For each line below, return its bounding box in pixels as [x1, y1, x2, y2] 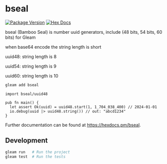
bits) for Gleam [5, 34, 36, 40]
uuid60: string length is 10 [5, 73, 59, 79]
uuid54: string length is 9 [5, 63, 57, 69]
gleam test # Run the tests [5, 154, 66, 159]
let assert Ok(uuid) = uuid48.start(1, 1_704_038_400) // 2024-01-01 [9, 104, 157, 109]
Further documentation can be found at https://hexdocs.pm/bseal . [5, 122, 141, 128]
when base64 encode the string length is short [5, 44, 101, 50]
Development [5, 136, 48, 145]
